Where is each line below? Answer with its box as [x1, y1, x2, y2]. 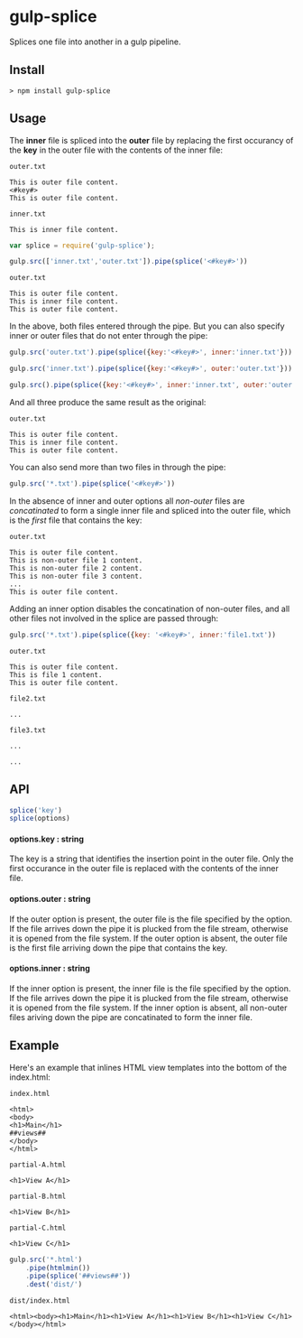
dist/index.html [9, 1296, 70, 1305]
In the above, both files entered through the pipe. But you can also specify [9, 321, 286, 331]
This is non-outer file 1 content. [9, 555, 143, 565]
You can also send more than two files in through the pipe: [9, 461, 226, 472]
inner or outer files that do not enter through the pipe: [9, 330, 208, 341]
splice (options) [9, 814, 70, 823]
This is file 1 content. [9, 670, 103, 679]
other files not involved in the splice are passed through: [9, 612, 219, 624]
